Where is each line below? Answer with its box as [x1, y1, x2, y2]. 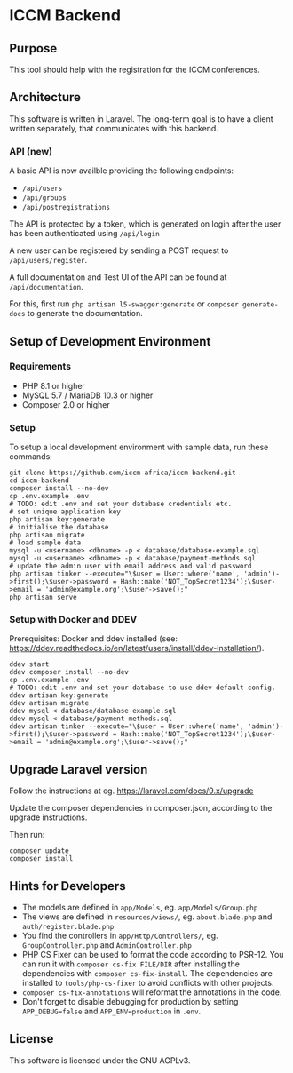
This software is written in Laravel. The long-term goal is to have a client [9, 113, 273, 124]
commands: [9, 451, 53, 462]
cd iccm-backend [9, 476, 69, 485]
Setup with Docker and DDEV [9, 614, 138, 626]
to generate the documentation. [27, 308, 144, 319]
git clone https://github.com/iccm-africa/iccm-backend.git [9, 468, 237, 478]
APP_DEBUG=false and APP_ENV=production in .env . [21, 1005, 202, 1017]
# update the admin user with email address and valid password [9, 561, 252, 571]
